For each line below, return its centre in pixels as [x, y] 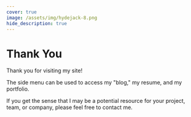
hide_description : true [37, 23]
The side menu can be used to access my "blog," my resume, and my [94, 83]
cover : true [21, 12]
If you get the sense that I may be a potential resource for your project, [96, 101]
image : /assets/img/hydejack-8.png [52, 18]
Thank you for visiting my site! [45, 70]
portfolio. [18, 89]
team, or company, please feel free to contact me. [70, 107]
